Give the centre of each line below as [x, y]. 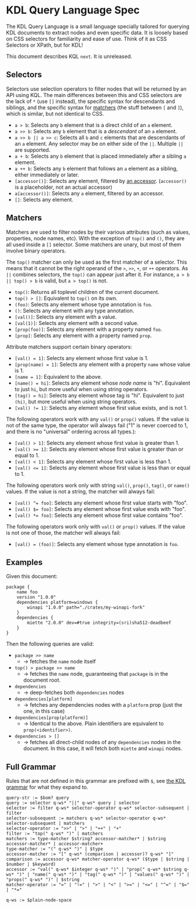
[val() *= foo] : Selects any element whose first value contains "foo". [99, 515]
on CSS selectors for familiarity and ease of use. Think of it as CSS [87, 39]
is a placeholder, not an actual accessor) [63, 187]
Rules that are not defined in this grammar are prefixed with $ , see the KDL [96, 781]
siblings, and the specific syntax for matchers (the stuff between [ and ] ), [95, 107]
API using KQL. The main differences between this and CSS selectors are [94, 95]
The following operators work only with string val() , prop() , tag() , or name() [98, 485]
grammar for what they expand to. [47, 787]
